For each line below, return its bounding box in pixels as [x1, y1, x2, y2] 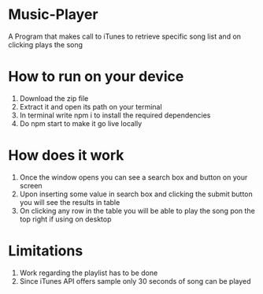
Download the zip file [19, 93, 89, 103]
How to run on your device [8, 68, 184, 86]
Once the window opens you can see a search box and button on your [19, 172, 248, 182]
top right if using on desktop [19, 214, 112, 224]
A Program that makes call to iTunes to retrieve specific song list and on [8, 32, 242, 41]
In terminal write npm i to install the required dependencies [19, 110, 211, 120]
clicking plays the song [8, 39, 83, 49]
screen [19, 180, 43, 190]
